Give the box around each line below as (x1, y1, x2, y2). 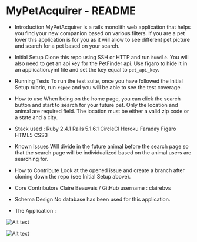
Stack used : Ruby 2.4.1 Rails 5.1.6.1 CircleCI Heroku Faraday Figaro (14, 125, 176, 132)
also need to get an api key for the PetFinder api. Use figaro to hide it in (14, 60, 188, 67)
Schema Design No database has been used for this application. (14, 196, 171, 203)
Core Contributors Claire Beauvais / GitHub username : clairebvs (14, 184, 171, 191)
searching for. (14, 155, 49, 162)
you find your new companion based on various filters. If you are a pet (14, 29, 185, 36)
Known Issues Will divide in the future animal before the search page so (14, 143, 189, 150)
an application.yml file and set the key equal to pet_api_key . (14, 66, 160, 73)
